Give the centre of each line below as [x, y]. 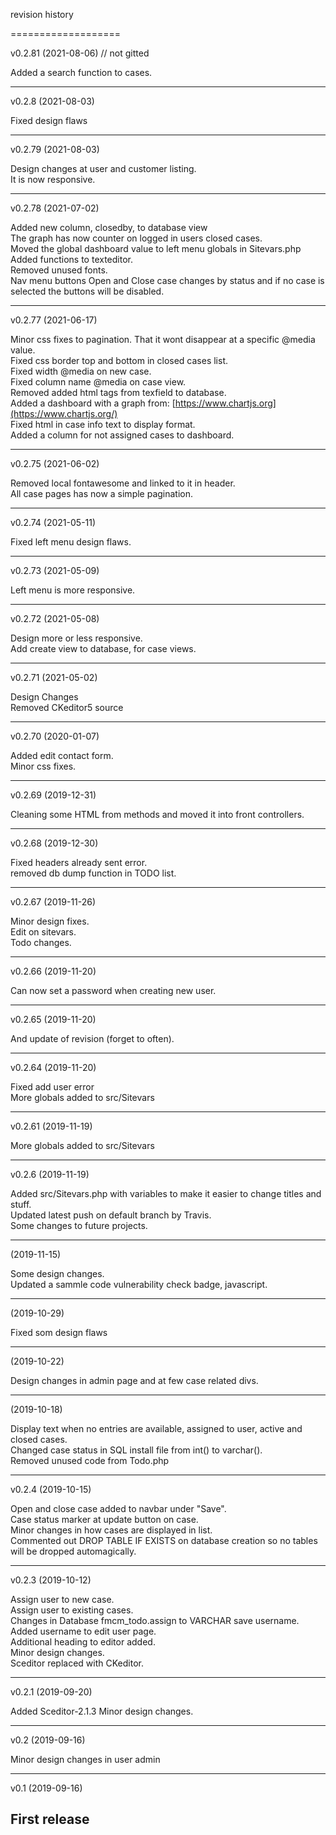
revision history [42, 14]
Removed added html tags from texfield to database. [118, 392]
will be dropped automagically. [73, 1551]
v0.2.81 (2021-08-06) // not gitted [80, 53]
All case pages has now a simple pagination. [102, 493]
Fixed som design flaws [59, 1332]
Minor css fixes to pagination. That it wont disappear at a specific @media [163, 339]
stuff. [21, 1204]
